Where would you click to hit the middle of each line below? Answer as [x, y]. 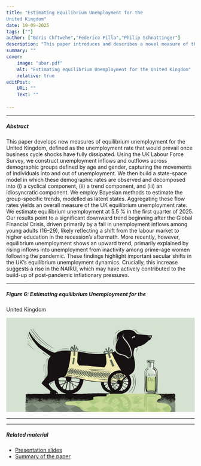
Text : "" [28, 95]
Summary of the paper [42, 456]
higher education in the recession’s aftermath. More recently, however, [93, 237]
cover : [14, 57]
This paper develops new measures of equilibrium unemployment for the [96, 141]
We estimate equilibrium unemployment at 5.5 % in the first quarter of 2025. [100, 211]
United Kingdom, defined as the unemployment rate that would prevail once [100, 148]
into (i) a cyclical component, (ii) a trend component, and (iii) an [84, 186]
